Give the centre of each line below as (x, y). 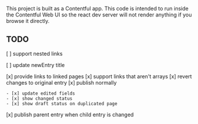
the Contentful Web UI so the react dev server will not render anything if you (99, 15)
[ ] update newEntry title (35, 65)
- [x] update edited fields (41, 93)
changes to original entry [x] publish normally (61, 82)
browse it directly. (28, 21)
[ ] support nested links (35, 53)
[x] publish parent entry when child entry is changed (70, 115)
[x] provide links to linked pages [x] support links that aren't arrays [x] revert (99, 76)
